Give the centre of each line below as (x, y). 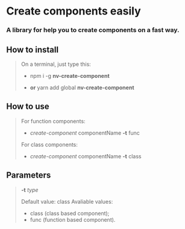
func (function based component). (73, 219)
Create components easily (74, 11)
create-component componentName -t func (85, 133)
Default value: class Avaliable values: (67, 201)
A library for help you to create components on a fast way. (93, 30)
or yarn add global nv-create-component (82, 87)
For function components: (53, 121)
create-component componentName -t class (86, 156)
